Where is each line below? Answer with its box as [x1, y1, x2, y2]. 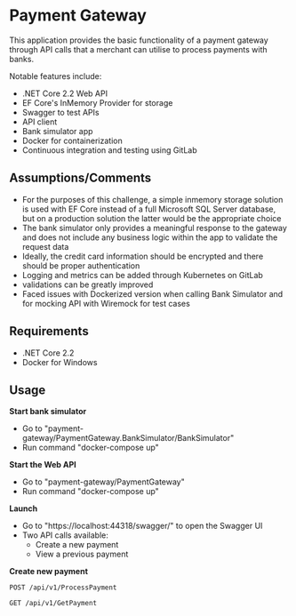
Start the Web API [9, 460, 77, 470]
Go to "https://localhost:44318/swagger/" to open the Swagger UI [21, 521, 263, 532]
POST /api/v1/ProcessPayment [9, 583, 117, 592]
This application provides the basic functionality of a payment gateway [9, 35, 268, 45]
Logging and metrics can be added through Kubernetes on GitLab [21, 269, 264, 280]
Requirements [9, 324, 89, 339]
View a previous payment [35, 548, 129, 560]
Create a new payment [35, 540, 119, 550]
